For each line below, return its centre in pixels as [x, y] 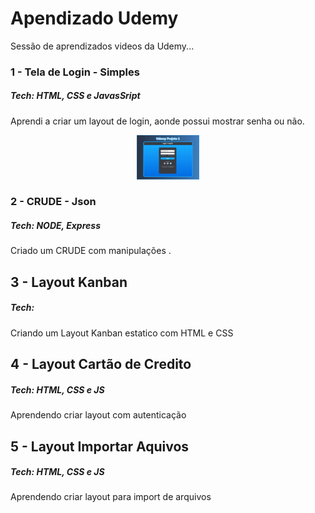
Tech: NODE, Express [55, 226]
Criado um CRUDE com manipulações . [91, 251]
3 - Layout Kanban [69, 282]
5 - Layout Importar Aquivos [100, 446]
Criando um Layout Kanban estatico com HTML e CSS [122, 333]
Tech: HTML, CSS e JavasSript [75, 96]
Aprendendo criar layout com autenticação [98, 415]
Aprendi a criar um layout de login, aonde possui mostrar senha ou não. [157, 121]
